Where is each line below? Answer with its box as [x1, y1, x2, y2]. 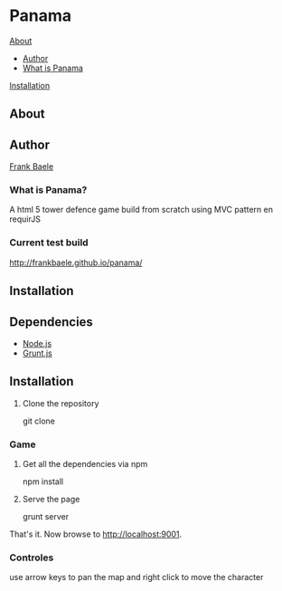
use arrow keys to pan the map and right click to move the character [9, 572, 264, 583]
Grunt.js [22, 348, 52, 358]
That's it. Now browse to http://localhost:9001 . [9, 529, 183, 539]
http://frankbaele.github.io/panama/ [9, 257, 143, 268]
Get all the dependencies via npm [22, 459, 148, 470]
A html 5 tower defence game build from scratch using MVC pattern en [9, 205, 274, 215]
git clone [22, 415, 56, 426]
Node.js [22, 338, 52, 348]
